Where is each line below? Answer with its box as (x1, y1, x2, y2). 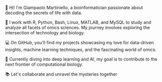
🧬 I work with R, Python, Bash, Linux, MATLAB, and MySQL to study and (5, 20, 152, 25)
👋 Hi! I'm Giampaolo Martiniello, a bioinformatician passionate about (5, 5, 143, 10)
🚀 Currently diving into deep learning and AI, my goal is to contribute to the (5, 56, 158, 62)
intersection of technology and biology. (5, 30, 85, 35)
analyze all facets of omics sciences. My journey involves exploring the (5, 25, 150, 30)
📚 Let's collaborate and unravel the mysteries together (5, 71, 118, 77)
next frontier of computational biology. (5, 61, 83, 67)
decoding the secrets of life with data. (5, 10, 82, 16)
